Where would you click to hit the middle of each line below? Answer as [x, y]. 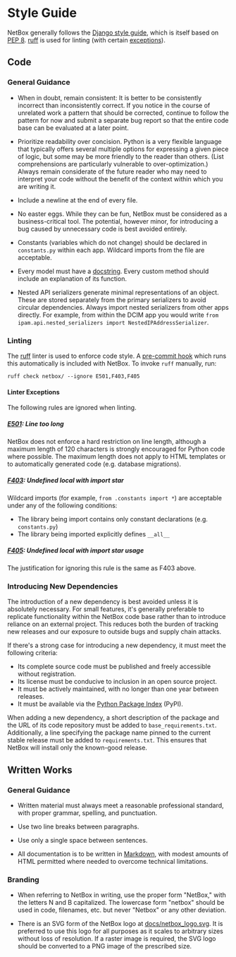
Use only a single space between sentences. [82, 841]
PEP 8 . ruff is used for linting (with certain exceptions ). [86, 40]
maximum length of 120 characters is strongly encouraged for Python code [116, 449]
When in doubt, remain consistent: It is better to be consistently [110, 97]
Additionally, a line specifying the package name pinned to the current [109, 733]
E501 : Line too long [36, 423]
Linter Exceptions [33, 392]
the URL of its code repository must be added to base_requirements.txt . [112, 726]
